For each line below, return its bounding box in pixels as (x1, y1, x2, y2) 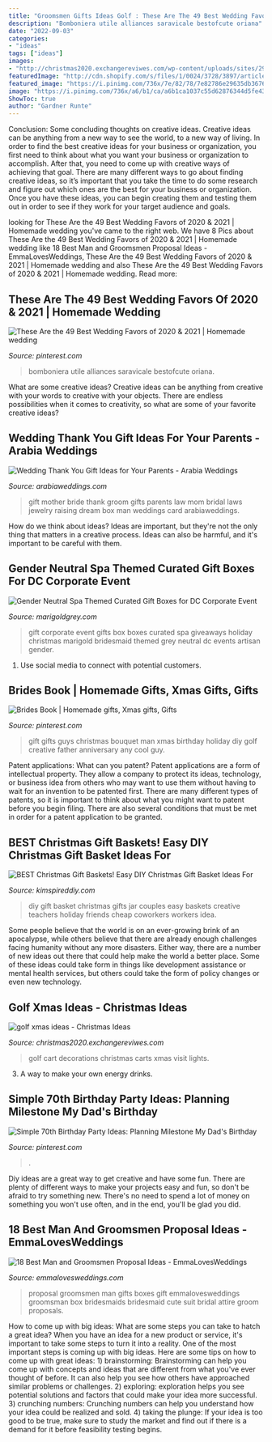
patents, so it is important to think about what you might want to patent (8, 795, 244, 805)
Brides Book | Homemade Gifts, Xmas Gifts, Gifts (8, 683, 259, 697)
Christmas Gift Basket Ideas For (8, 848, 172, 862)
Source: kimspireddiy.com (8, 885, 96, 895)
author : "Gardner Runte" (8, 102, 92, 110)
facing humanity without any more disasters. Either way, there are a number (8, 943, 261, 952)
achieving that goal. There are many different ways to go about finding (8, 168, 244, 177)
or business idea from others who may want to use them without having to (8, 778, 257, 787)
